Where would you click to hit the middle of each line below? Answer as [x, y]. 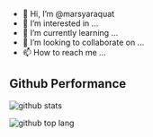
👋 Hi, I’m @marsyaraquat [68, 14]
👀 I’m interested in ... [60, 23]
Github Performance [68, 84]
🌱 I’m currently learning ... [70, 33]
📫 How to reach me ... [64, 52]
